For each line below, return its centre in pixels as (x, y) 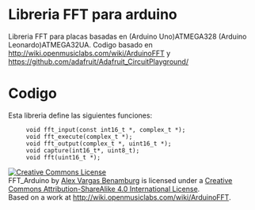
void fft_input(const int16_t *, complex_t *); (106, 129)
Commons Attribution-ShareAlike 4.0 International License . (104, 189)
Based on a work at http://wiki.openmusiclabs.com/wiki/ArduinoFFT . (120, 197)
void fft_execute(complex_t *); (79, 137)
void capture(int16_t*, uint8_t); (83, 150)
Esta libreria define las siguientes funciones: (80, 115)
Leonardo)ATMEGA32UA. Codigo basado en (80, 44)
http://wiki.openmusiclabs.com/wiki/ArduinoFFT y (89, 53)
